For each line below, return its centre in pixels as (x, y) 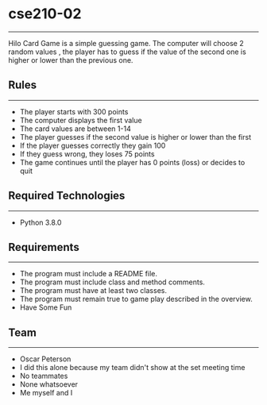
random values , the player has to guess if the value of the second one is (127, 52)
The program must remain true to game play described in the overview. (136, 299)
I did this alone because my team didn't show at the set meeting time (132, 368)
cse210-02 (45, 14)
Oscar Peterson (45, 359)
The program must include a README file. (88, 274)
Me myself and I (46, 393)
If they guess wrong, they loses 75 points (87, 154)
